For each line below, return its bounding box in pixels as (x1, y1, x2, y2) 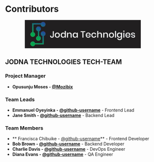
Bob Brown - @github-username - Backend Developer (12, 141, 124, 147)
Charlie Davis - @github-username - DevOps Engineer (12, 146, 125, 152)
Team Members (5, 124, 43, 131)
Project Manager (5, 73, 46, 80)
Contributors (5, 3, 59, 15)
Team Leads (5, 96, 35, 103)
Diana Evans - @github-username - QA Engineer (12, 151, 113, 158)
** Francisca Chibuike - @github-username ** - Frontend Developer (12, 136, 150, 142)
